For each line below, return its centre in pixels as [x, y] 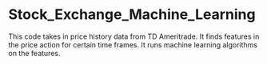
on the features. [34, 53]
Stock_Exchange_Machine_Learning [132, 15]
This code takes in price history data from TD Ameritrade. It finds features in [134, 36]
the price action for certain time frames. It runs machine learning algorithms [133, 44]
